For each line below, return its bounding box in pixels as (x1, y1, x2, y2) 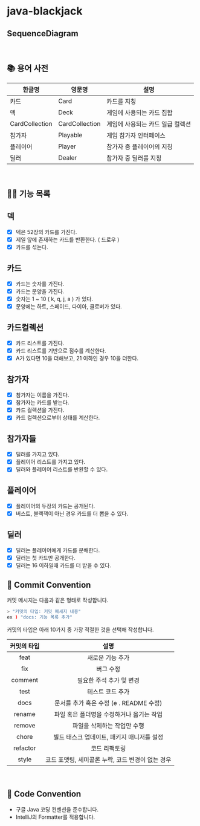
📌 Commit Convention (7, 579, 91, 590)
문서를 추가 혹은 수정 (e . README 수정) (54, 698, 163, 707)
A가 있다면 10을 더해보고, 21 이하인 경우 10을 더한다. (15, 355, 139, 362)
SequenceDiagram (7, 28, 79, 39)
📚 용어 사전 (7, 63, 49, 74)
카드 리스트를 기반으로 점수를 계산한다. (15, 347, 106, 354)
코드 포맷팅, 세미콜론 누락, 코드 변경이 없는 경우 (45, 755, 172, 764)
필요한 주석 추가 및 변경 (77, 676, 140, 685)
